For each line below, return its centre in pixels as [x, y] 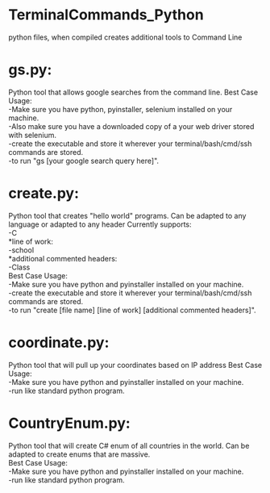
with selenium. [32, 135]
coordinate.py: [59, 343]
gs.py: [30, 70]
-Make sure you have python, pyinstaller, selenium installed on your [120, 109]
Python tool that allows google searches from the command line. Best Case [133, 92]
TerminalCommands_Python [106, 15]
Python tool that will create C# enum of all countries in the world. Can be [129, 445]
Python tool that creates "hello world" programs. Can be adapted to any [127, 215]
